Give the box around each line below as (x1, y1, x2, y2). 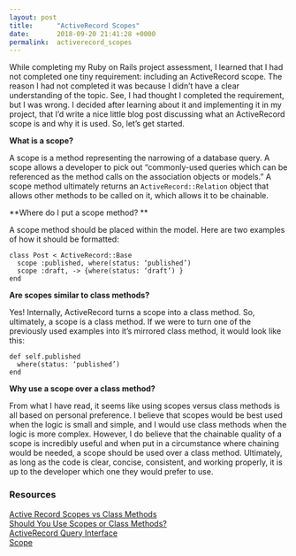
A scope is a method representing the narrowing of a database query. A (9, 152, 270, 164)
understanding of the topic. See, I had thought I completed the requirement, (9, 90, 285, 101)
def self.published (9, 352, 81, 361)
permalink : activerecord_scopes (9, 37, 133, 47)
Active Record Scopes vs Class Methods (9, 508, 157, 519)
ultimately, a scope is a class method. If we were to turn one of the (9, 316, 252, 328)
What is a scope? (9, 135, 73, 146)
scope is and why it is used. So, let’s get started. (9, 119, 186, 129)
